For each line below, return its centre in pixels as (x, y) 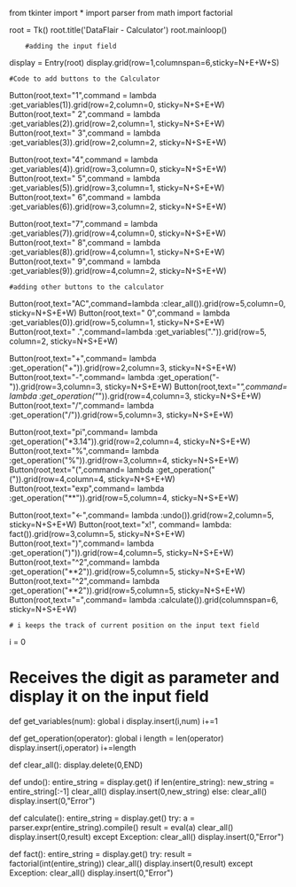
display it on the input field (109, 697)
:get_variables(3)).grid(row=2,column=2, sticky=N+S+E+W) (118, 142)
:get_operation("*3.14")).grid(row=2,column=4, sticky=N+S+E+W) (130, 441)
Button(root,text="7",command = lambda (83, 224)
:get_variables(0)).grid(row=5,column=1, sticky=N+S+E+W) (117, 322)
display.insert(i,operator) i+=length (73, 747)
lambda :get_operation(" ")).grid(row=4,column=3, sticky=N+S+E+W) (135, 396)
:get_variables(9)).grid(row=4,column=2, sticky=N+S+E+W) (118, 271)
